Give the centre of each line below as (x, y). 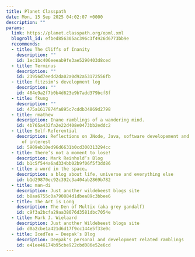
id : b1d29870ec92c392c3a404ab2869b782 (64, 180)
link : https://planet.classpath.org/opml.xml (68, 33)
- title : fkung (30, 98)
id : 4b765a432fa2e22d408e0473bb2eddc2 (64, 126)
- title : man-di (31, 185)
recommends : (26, 44)
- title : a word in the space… (49, 169)
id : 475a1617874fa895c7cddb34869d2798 (64, 109)
